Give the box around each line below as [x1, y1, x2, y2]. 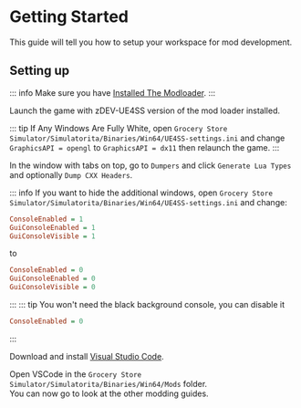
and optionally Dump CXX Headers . [9, 169, 133, 180]
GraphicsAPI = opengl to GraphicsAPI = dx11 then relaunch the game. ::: [9, 141, 280, 152]
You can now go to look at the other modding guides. [9, 388, 209, 399]
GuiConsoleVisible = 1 [9, 231, 96, 241]
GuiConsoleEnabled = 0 [9, 274, 96, 284]
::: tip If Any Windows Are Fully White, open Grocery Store [9, 122, 228, 133]
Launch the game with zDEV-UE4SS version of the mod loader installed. [9, 105, 281, 116]
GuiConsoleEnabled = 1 [9, 223, 96, 232]
